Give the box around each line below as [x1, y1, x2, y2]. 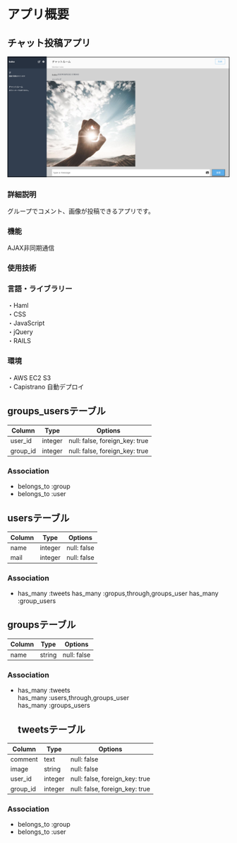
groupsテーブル [7, 619, 76, 631]
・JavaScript [7, 319, 45, 328]
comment [10, 755, 38, 763]
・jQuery [7, 328, 33, 336]
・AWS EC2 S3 [7, 373, 51, 382]
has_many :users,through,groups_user [17, 694, 129, 702]
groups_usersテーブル [7, 405, 106, 418]
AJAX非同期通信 [7, 243, 55, 252]
